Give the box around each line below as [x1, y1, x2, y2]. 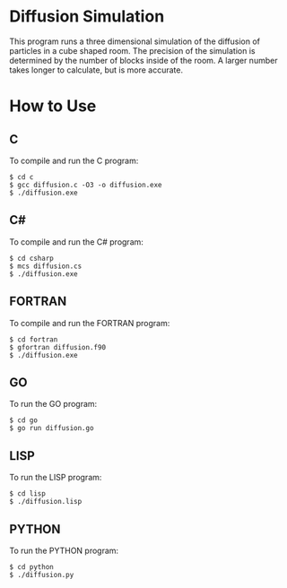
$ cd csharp [9, 254, 54, 263]
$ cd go [9, 416, 39, 425]
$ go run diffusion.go [9, 424, 94, 433]
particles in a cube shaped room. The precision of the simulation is [9, 45, 256, 56]
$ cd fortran [9, 334, 58, 344]
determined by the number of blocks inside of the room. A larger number [9, 55, 278, 65]
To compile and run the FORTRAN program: [9, 317, 170, 328]
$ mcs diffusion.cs [9, 262, 83, 271]
